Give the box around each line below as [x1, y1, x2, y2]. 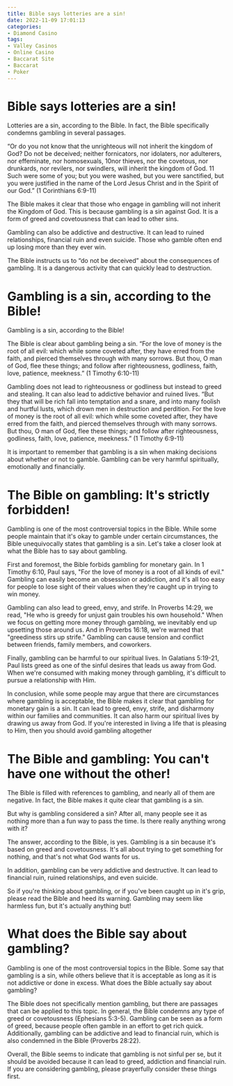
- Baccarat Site [7, 56, 54, 63]
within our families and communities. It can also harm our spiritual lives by [7, 712, 219, 720]
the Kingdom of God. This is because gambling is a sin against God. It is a [7, 207, 218, 216]
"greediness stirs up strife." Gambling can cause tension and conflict [7, 633, 204, 641]
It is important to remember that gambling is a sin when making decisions [7, 448, 217, 456]
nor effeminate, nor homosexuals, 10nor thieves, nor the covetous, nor [7, 157, 209, 166]
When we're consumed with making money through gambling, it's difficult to [7, 669, 226, 677]
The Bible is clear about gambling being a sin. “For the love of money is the [7, 340, 223, 348]
